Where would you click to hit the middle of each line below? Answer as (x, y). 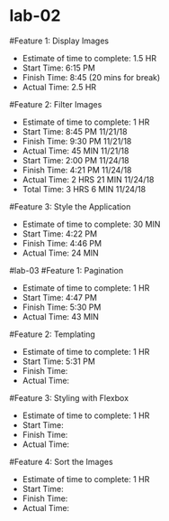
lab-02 (35, 16)
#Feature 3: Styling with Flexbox (69, 397)
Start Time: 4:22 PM (59, 233)
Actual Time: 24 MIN (60, 253)
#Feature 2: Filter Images (56, 104)
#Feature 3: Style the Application (70, 206)
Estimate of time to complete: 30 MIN (91, 224)
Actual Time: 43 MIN (60, 316)
